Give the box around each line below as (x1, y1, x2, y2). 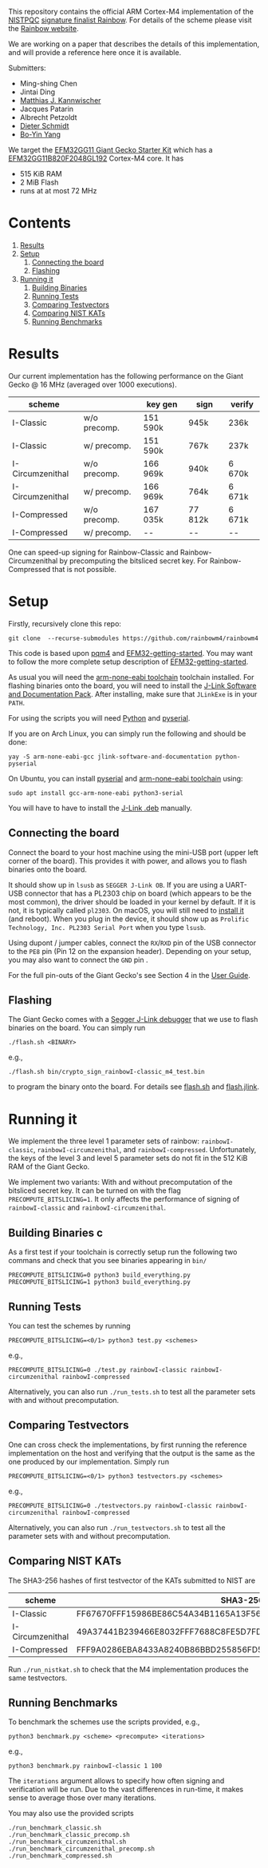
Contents (8, 214, 72, 233)
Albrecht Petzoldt (19, 113, 77, 122)
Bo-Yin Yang (19, 129, 61, 139)
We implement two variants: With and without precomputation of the (8, 1178, 233, 1187)
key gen (146, 399, 178, 410)
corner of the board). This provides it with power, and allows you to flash (8, 856, 247, 865)
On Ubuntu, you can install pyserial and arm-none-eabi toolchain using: (8, 773, 243, 783)
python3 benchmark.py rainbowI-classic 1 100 (8, 1762, 162, 1771)
